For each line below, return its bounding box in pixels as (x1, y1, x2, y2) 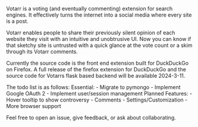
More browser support (6, 103, 61, 109)
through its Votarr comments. (6, 48, 78, 55)
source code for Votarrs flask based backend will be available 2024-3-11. (6, 72, 186, 79)
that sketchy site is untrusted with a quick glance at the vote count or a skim (6, 42, 193, 49)
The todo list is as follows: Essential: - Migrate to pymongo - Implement (6, 84, 181, 91)
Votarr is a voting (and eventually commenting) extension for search (6, 5, 173, 12)
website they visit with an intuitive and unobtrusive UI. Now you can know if (6, 36, 191, 42)
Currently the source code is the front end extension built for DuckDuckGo (6, 59, 189, 66)
